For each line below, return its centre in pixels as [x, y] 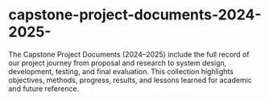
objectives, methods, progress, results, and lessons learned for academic [130, 80]
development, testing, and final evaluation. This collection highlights [121, 71]
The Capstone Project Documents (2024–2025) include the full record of [129, 54]
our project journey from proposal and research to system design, [118, 63]
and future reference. [43, 88]
